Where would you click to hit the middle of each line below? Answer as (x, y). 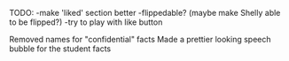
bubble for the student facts (60, 49)
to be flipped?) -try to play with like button (86, 22)
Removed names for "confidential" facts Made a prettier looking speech (140, 39)
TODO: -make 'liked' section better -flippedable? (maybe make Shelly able (145, 13)
